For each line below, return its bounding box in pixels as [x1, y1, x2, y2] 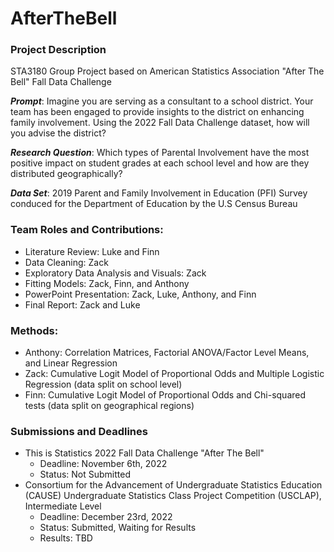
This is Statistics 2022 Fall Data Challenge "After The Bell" [24, 447, 265, 459]
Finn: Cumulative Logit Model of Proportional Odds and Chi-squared [24, 389, 307, 401]
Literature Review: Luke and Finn [24, 245, 160, 257]
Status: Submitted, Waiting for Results [39, 522, 197, 534]
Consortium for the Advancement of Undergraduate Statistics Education [24, 479, 323, 491]
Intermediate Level [24, 500, 102, 512]
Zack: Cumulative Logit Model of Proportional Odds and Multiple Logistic [24, 368, 325, 380]
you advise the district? [10, 127, 107, 139]
